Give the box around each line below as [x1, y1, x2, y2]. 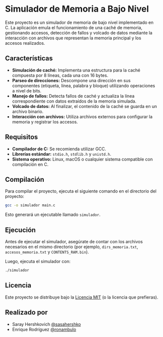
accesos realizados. [5, 40, 45, 46]
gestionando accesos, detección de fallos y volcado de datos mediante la [5, 30, 152, 35]
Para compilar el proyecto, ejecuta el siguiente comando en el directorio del [5, 188, 157, 194]
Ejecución [5, 226, 36, 234]
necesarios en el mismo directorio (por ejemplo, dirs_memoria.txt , [5, 244, 139, 250]
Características [5, 54, 53, 63]
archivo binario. [12, 108, 44, 114]
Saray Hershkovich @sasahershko [12, 321, 81, 327]
